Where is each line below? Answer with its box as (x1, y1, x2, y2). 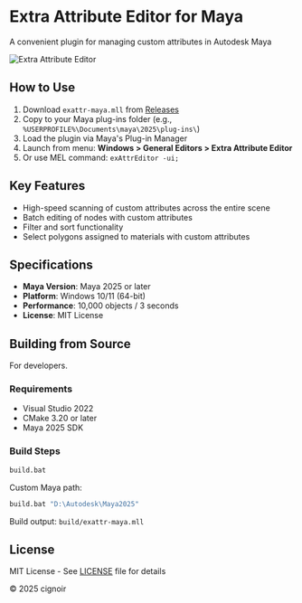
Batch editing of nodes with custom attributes (22, 212, 193, 222)
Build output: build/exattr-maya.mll (9, 515, 145, 526)
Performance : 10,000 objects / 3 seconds (22, 300, 179, 311)
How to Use (9, 80, 76, 96)
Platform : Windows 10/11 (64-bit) (22, 291, 146, 302)
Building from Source (9, 336, 131, 352)
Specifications (9, 257, 93, 272)
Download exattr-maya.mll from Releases (22, 104, 179, 115)
